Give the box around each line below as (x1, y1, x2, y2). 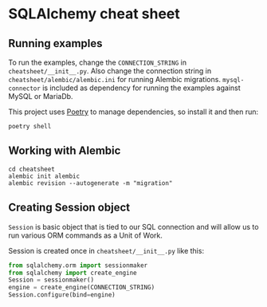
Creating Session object (8, 201, 130, 215)
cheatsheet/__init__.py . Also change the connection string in (8, 66, 212, 76)
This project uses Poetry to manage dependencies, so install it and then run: (8, 107, 259, 116)
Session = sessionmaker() (8, 276, 94, 284)
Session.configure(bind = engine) (8, 291, 116, 299)
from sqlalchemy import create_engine (8, 269, 137, 277)
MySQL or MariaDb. (8, 92, 73, 100)
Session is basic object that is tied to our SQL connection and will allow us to (8, 222, 259, 231)
